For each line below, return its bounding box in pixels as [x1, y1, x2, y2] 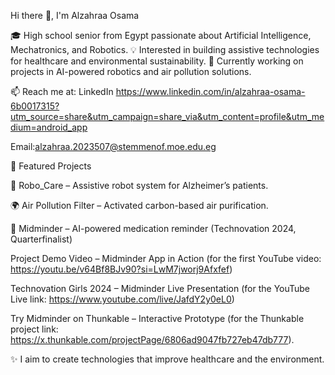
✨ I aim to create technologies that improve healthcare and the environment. [10, 353, 325, 365]
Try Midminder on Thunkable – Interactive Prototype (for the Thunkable [10, 313, 305, 324]
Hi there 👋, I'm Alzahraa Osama [10, 10, 140, 21]
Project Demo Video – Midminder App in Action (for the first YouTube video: [10, 253, 322, 264]
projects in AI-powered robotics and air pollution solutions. [10, 66, 252, 77]
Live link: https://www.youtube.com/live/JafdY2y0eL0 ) [10, 293, 235, 305]
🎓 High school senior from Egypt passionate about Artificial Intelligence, [10, 30, 312, 41]
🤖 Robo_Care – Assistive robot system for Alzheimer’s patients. [10, 180, 269, 191]
